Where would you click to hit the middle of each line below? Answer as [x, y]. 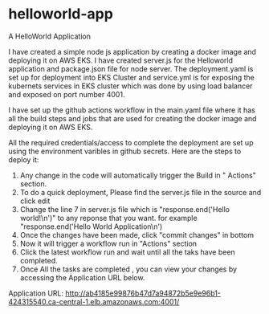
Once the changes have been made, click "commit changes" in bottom [137, 234]
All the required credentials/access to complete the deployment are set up [131, 142]
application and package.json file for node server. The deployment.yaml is [131, 68]
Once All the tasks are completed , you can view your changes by [128, 269]
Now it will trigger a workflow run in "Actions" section [108, 243]
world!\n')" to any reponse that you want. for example [109, 218]
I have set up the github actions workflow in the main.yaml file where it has [132, 110]
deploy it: [24, 159]
